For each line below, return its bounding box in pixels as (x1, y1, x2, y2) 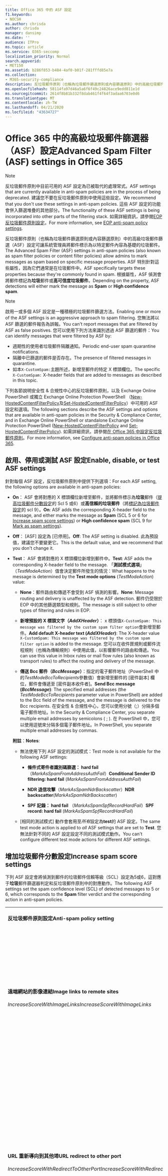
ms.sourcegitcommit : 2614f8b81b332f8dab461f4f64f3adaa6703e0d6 (5, 91, 140, 96)
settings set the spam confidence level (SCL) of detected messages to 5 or (5, 886, 160, 892)
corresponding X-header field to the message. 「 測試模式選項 (12, 561, 140, 568)
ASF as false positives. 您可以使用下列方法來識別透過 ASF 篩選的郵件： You (5, 327, 159, 333)
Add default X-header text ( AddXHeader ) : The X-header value (28, 630, 160, 636)
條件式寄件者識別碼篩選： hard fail (27, 764, 99, 770)
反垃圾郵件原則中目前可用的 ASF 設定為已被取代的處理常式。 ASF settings (5, 183, 156, 189)
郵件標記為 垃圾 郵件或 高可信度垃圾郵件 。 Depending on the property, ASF (9, 277, 159, 283)
